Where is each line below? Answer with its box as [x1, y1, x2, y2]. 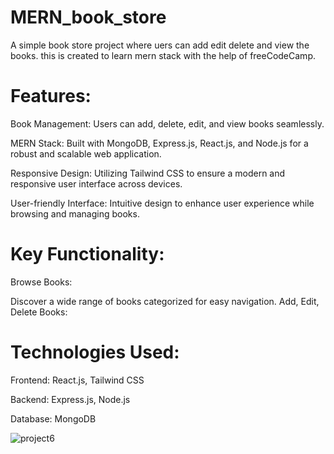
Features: [10, 85, 92, 108]
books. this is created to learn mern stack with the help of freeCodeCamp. [10, 49, 316, 61]
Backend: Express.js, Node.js [10, 393, 131, 405]
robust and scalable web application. [10, 147, 162, 160]
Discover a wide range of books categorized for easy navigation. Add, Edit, [10, 295, 320, 307]
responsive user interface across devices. [10, 177, 183, 190]
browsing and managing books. [10, 207, 140, 220]
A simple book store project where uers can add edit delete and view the [10, 39, 310, 51]
